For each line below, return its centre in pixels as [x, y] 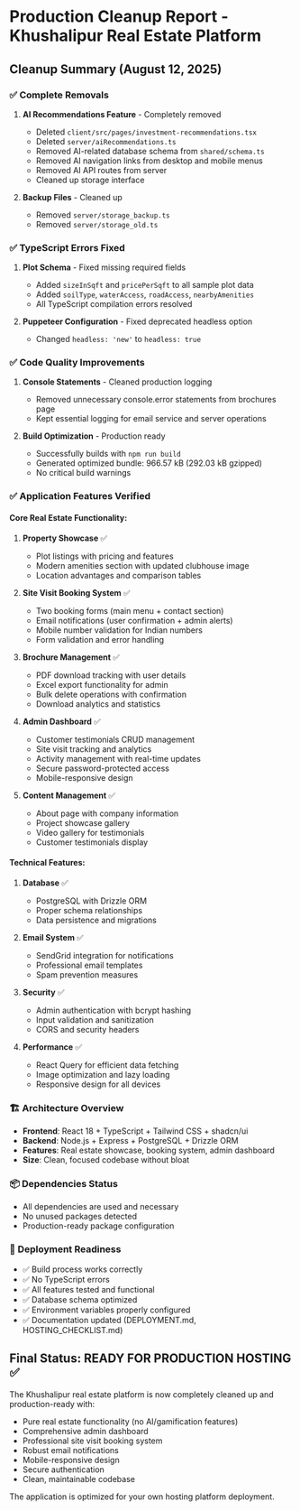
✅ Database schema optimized [80, 1299]
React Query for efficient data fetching [107, 1065]
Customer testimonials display [92, 842]
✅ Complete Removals [59, 95]
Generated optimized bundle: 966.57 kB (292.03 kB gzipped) [149, 463]
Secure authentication [64, 1469]
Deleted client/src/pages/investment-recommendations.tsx [146, 132]
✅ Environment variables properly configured [106, 1310]
